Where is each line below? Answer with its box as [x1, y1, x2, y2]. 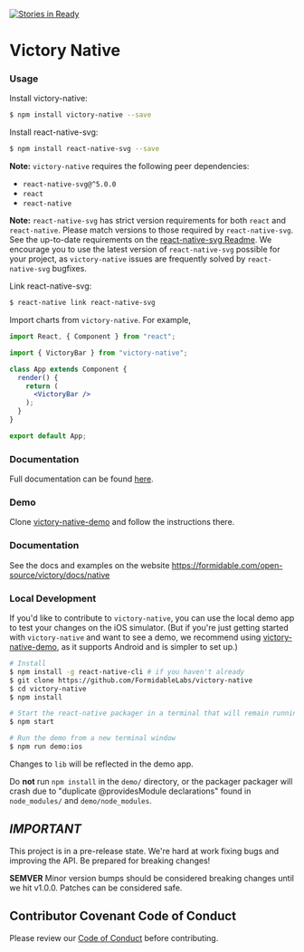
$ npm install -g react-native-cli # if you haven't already [9, 667, 245, 676]
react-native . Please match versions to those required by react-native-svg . [9, 224, 294, 235]
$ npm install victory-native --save [9, 110, 152, 119]
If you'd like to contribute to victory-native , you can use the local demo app [9, 613, 295, 624]
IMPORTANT [9, 822, 81, 837]
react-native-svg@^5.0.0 [22, 180, 117, 189]
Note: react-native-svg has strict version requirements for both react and [9, 215, 287, 226]
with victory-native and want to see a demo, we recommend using [9, 632, 261, 643]
